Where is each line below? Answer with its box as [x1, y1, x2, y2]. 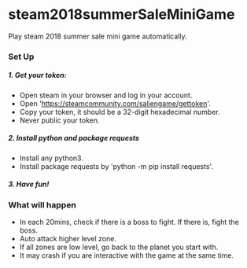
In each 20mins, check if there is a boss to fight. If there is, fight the [19, 218, 240, 227]
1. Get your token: [8, 71, 67, 80]
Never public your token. [19, 116, 100, 125]
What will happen [8, 199, 76, 210]
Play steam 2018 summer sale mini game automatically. [8, 31, 187, 41]
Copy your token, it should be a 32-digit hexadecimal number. [19, 107, 220, 116]
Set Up [8, 51, 35, 62]
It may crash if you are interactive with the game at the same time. [19, 251, 234, 260]
